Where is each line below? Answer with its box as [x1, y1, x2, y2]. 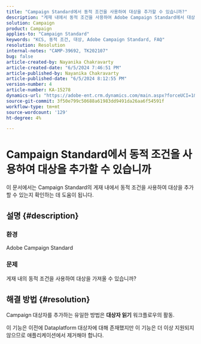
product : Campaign [6, 25, 52, 32]
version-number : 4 [6, 82, 52, 88]
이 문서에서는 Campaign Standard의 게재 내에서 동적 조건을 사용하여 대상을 [6, 184, 183, 191]
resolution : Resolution [6, 43, 66, 49]
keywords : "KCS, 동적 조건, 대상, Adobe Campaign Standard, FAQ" [6, 37, 165, 43]
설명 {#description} [6, 211, 79, 221]
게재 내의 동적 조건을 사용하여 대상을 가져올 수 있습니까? [6, 275, 136, 282]
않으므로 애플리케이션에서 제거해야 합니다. [6, 331, 104, 339]
